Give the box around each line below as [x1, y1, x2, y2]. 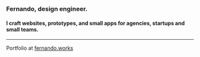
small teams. [6, 26, 39, 33]
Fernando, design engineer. [6, 5, 88, 13]
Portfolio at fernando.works [6, 45, 73, 52]
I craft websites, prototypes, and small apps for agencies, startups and [6, 20, 185, 27]
